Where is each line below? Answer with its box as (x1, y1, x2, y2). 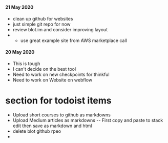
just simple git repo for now (12, 21, 71, 27)
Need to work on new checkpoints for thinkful (12, 71, 110, 77)
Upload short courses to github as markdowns (12, 112, 111, 118)
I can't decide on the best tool (12, 66, 76, 72)
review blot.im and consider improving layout (12, 26, 108, 32)
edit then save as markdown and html (12, 122, 92, 129)
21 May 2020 (5, 4, 34, 10)
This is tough (12, 60, 40, 67)
